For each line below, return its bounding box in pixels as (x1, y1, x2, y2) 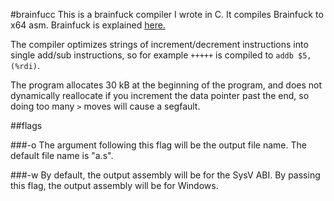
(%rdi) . (10, 60, 40, 71)
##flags (10, 120, 43, 131)
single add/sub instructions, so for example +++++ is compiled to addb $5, (10, 49, 312, 61)
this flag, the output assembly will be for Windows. (10, 180, 219, 191)
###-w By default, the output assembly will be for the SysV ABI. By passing (10, 169, 321, 181)
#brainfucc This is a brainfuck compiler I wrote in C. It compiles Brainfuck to (10, 9, 324, 20)
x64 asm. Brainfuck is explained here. (10, 19, 166, 31)
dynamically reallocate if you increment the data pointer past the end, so (10, 90, 310, 101)
